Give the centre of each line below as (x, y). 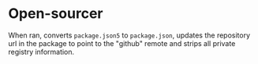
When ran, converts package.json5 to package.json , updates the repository (129, 35)
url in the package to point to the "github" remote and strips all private (122, 43)
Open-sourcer (56, 14)
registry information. (41, 52)
